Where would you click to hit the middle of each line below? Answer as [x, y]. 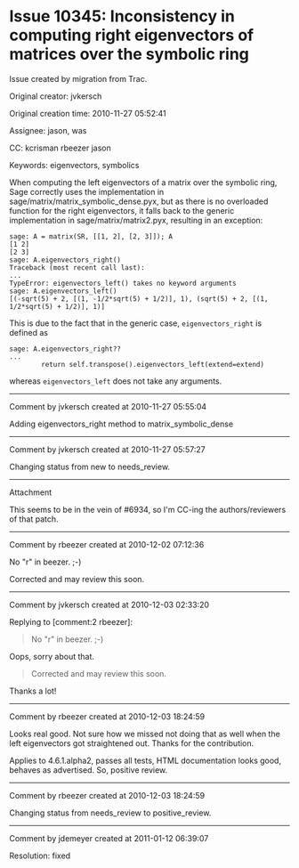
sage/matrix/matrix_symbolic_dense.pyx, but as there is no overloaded [139, 201]
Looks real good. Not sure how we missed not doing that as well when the [145, 734]
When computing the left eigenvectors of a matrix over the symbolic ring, [143, 182]
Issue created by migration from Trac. [78, 78]
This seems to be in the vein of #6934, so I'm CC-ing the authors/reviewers [148, 509]
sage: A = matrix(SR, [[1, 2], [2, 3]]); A [91, 236]
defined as [29, 332]
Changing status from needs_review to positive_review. [110, 813]
